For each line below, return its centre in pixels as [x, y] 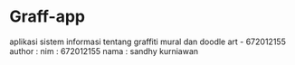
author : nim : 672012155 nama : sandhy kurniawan [104, 51]
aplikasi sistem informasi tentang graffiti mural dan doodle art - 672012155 [148, 42]
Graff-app [48, 17]
